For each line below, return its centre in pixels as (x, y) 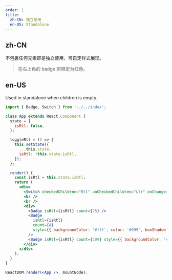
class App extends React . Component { (46, 116)
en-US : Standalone (30, 24)
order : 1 (15, 10)
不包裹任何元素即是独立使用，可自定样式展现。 (55, 58)
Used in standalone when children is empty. (51, 97)
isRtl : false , (29, 126)
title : (12, 15)
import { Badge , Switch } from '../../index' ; (56, 107)
